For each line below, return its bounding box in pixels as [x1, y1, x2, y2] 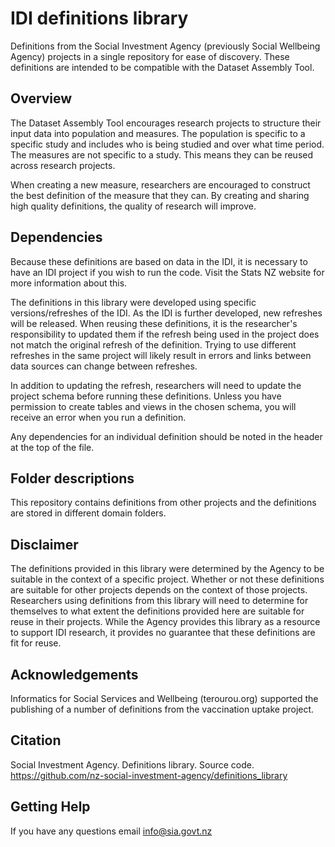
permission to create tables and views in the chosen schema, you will [10, 400, 297, 412]
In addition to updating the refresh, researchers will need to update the [10, 379, 302, 391]
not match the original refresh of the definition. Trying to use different [10, 338, 297, 351]
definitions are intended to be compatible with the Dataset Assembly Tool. [10, 61, 315, 73]
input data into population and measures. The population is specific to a [10, 127, 306, 139]
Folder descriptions [10, 470, 135, 487]
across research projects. [10, 159, 116, 171]
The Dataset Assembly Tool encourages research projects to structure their [10, 117, 322, 129]
